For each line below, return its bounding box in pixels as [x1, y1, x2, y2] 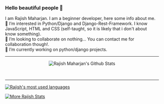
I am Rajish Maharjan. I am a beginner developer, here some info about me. [5, 16, 156, 21]
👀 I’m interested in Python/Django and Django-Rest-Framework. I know [5, 21, 148, 26]
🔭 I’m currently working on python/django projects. [5, 46, 107, 53]
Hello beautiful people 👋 [5, 4, 63, 11]
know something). [5, 31, 41, 37]
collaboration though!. [5, 42, 50, 47]
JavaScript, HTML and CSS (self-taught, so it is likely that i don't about [5, 26, 147, 32]
